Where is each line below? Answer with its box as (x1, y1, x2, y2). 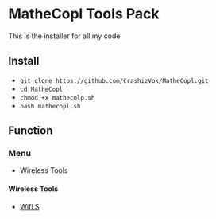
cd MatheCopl (19, 85, 64, 93)
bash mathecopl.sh (19, 102, 81, 110)
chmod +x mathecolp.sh (19, 93, 95, 102)
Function (8, 124, 53, 138)
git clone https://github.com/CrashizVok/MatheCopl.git (19, 76, 209, 84)
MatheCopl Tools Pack (8, 5, 160, 23)
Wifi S (19, 201, 40, 211)
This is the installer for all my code (8, 31, 121, 41)
